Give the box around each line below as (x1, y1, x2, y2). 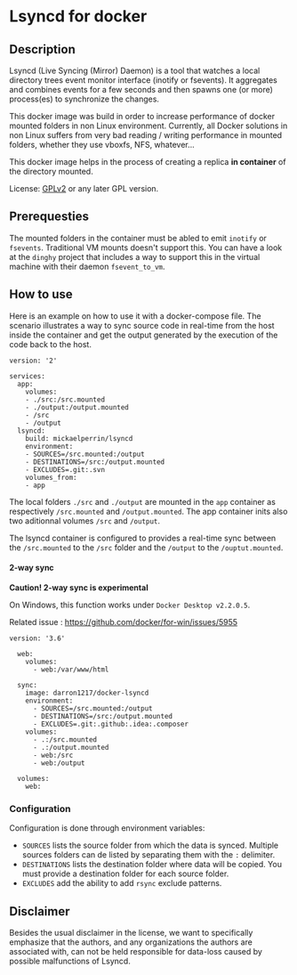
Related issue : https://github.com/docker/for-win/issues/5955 (9, 616, 238, 627)
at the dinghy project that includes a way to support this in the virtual (9, 251, 261, 262)
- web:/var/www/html (32, 665, 109, 674)
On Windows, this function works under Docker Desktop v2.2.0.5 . (9, 599, 251, 610)
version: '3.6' (9, 634, 66, 643)
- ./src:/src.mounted (25, 394, 105, 404)
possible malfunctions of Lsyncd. (9, 955, 131, 966)
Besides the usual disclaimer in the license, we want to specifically (9, 927, 253, 938)
